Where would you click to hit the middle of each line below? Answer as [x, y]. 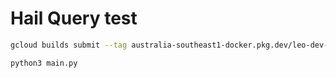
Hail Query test [74, 18]
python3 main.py [44, 63]
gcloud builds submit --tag [69, 45]
